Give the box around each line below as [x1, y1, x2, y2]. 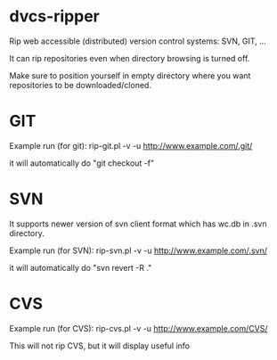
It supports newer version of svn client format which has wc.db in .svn [9, 218, 267, 229]
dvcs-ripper [9, 6, 100, 27]
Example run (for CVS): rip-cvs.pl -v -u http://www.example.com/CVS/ [9, 323, 268, 333]
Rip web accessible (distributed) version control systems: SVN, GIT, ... [9, 36, 267, 46]
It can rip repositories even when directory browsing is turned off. [9, 53, 250, 63]
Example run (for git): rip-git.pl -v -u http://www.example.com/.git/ [9, 140, 253, 151]
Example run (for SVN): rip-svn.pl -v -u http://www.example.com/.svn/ [9, 245, 267, 256]
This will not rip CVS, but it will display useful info [9, 340, 190, 351]
